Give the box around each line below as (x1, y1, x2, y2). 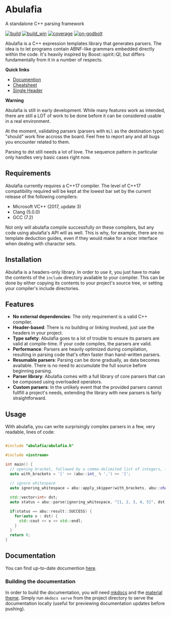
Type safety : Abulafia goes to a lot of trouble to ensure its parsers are (12, 335, 160, 341)
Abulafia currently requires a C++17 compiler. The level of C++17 (5, 183, 141, 189)
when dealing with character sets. (5, 240, 76, 247)
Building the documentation (5, 578, 76, 585)
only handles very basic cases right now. (5, 154, 91, 160)
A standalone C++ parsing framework (5, 20, 84, 27)
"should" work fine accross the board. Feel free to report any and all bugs (5, 133, 160, 139)
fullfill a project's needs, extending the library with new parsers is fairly (12, 390, 162, 396)
